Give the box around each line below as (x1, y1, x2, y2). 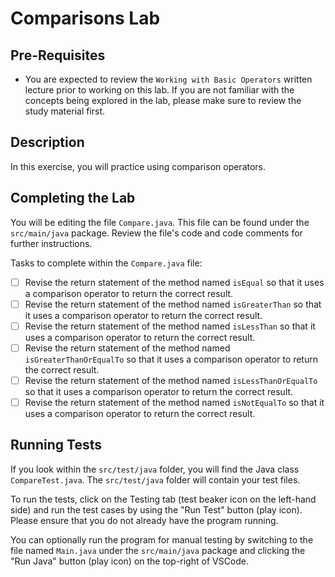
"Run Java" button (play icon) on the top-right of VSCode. (10, 555, 250, 567)
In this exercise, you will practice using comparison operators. (10, 160, 267, 172)
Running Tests (10, 437, 102, 454)
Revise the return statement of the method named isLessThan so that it (24, 320, 316, 332)
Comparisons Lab (10, 7, 161, 30)
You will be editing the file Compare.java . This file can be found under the (10, 216, 310, 228)
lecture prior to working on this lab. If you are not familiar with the (24, 84, 295, 96)
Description (10, 134, 85, 151)
